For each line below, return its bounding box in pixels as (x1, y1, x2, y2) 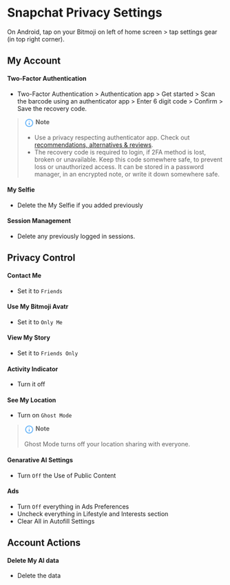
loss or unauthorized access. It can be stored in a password (34, 162, 205, 170)
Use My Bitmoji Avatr (7, 302, 69, 311)
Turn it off (17, 380, 45, 388)
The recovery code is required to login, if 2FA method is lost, (34, 148, 207, 156)
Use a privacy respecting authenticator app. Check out (34, 133, 190, 141)
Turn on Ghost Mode (17, 411, 72, 419)
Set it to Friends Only (17, 348, 79, 357)
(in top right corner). (7, 34, 65, 43)
